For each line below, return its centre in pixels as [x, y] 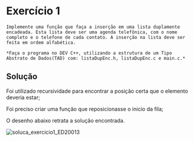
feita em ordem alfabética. [41, 42]
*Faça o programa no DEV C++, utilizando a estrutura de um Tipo [89, 53]
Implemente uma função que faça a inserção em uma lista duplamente [93, 27]
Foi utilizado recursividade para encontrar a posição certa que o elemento [97, 91]
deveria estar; [23, 97]
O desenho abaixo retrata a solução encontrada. [66, 120]
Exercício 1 [33, 11]
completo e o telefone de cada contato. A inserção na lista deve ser [96, 37]
